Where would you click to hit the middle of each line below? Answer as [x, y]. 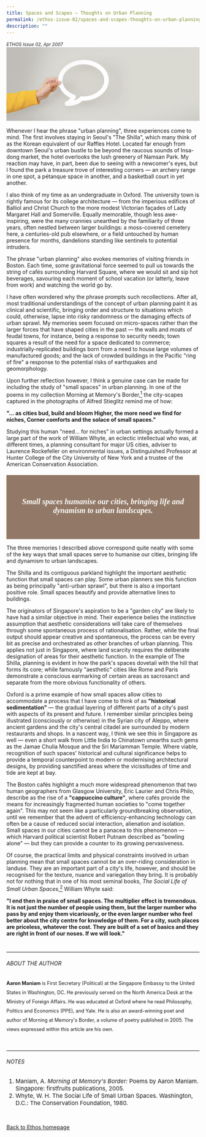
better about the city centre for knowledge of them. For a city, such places [103, 920]
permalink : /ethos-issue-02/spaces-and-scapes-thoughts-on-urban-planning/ [105, 19]
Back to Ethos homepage [38, 1127]
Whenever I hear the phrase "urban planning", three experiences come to [99, 131]
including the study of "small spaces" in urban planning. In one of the [94, 387]
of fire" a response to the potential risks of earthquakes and [82, 362]
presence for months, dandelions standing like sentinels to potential [92, 241]
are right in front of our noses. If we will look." [66, 934]
